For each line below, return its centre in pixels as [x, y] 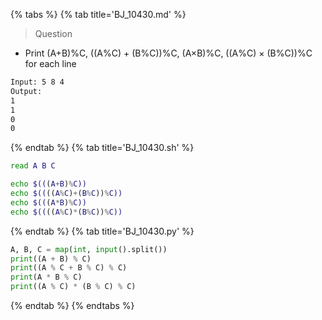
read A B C [33, 166]
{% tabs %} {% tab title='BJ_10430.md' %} [98, 14]
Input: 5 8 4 [37, 82]
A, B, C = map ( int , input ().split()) [89, 249]
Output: [26, 91]
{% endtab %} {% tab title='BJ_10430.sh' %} [102, 148]
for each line [50, 63]
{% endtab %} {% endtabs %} [72, 305]
